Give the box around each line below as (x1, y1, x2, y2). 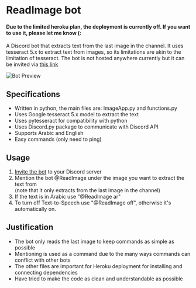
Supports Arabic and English (14, 130, 84, 137)
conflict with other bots (14, 256, 71, 263)
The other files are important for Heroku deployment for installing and (14, 262, 183, 269)
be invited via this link (6, 61, 59, 68)
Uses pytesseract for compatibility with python (14, 117, 128, 124)
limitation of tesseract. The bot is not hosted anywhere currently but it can (6, 55, 185, 62)
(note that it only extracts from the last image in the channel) (14, 187, 161, 194)
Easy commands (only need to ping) (14, 136, 102, 143)
